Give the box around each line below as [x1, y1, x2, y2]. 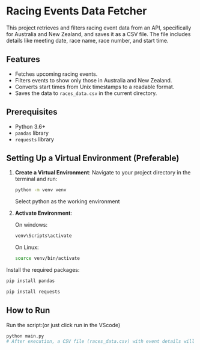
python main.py [6, 333, 44, 339]
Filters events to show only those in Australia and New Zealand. [14, 76, 172, 84]
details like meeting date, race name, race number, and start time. [6, 37, 169, 44]
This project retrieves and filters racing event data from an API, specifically [6, 24, 192, 31]
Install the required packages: [6, 266, 80, 273]
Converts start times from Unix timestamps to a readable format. [14, 83, 175, 90]
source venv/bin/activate [14, 256, 80, 262]
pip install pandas [6, 278, 55, 284]
